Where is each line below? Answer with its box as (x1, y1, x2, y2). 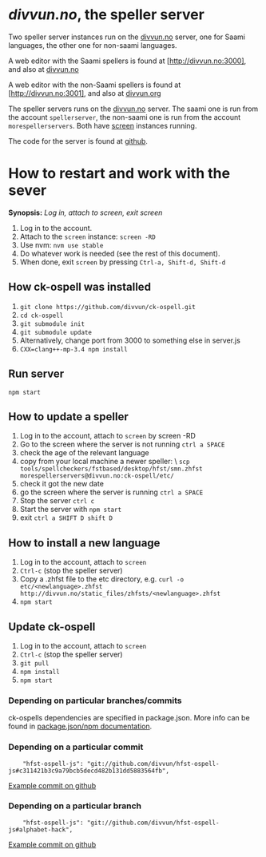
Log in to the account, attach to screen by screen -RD (19, 431, 196, 441)
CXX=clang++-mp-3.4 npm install (19, 345, 128, 353)
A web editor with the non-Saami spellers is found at (8, 80, 181, 89)
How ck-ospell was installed (8, 280, 152, 294)
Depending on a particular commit (8, 741, 144, 752)
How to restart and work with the (8, 165, 230, 183)
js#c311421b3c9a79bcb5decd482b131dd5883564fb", (8, 767, 170, 775)
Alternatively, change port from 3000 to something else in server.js (19, 335, 241, 345)
